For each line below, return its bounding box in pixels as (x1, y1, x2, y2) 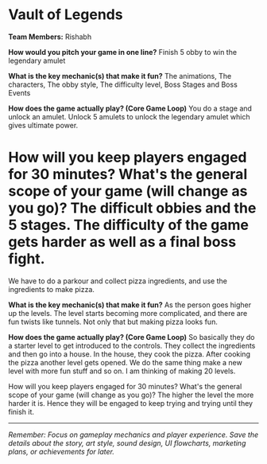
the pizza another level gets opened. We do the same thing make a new (8, 357, 242, 367)
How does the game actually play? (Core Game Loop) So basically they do (8, 332, 255, 341)
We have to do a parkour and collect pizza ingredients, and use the (8, 276, 228, 286)
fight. (8, 250, 45, 268)
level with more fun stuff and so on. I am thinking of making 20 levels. (8, 366, 236, 376)
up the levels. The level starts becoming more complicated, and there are (8, 308, 248, 318)
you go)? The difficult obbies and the (8, 199, 257, 217)
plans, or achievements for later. (8, 446, 115, 456)
